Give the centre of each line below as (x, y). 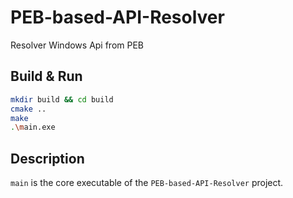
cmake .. (28, 109)
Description (47, 158)
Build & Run (46, 76)
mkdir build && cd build (62, 99)
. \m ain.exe (33, 127)
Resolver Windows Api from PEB (77, 45)
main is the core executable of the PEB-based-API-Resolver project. (147, 183)
